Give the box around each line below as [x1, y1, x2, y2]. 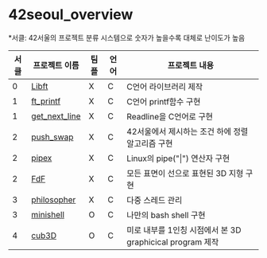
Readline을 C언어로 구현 [126, 111, 213, 122]
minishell [31, 209, 65, 220]
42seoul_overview [8, 6, 133, 24]
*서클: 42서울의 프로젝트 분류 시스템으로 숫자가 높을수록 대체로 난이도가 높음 [8, 33, 246, 42]
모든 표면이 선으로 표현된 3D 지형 [126, 167, 244, 178]
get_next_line [31, 110, 81, 121]
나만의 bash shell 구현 [126, 209, 206, 221]
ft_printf [31, 96, 61, 107]
